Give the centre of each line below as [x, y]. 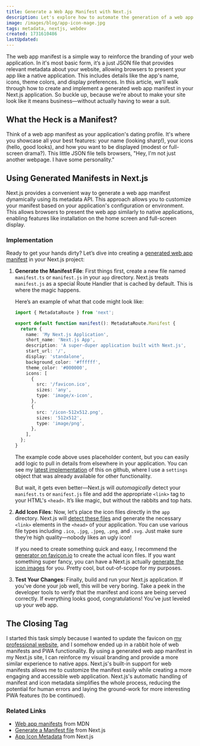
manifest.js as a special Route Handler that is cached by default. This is [104, 283]
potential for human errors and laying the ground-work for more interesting [98, 689]
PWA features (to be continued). [46, 695]
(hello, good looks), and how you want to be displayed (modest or [87, 146]
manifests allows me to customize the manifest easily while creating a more [99, 669]
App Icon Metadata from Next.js [54, 736]
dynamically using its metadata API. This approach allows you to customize [99, 199]
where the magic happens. [47, 290]
